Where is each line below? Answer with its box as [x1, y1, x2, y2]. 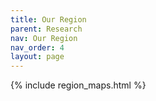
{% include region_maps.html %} [10, 79, 147, 91]
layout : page [10, 52, 65, 62]
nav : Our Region [10, 33, 78, 43]
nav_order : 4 [10, 42, 65, 53]
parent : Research [10, 24, 83, 34]
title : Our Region [10, 14, 87, 25]
